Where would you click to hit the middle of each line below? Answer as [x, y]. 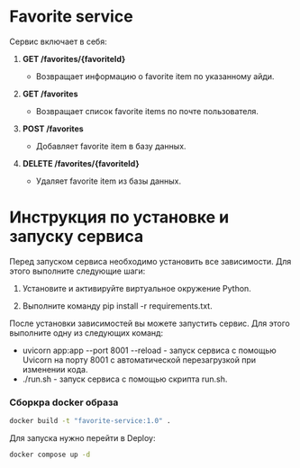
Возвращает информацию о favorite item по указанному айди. [155, 76]
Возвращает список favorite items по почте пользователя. [147, 111]
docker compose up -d [50, 455]
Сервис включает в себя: [58, 41]
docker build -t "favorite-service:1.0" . [90, 421]
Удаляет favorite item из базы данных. [109, 181]
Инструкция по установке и [119, 217]
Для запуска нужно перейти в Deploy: [82, 438]
